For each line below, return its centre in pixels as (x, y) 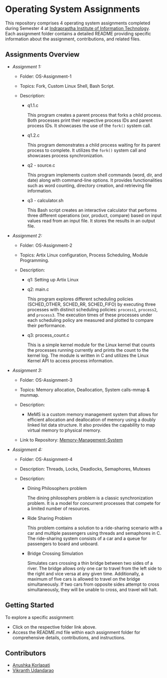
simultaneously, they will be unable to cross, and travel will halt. (92, 589)
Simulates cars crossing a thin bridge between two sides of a (90, 563)
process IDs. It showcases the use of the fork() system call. (89, 125)
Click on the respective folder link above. (54, 627)
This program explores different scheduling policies (80, 299)
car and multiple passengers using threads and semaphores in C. (94, 533)
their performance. (47, 325)
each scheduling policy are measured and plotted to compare (90, 320)
